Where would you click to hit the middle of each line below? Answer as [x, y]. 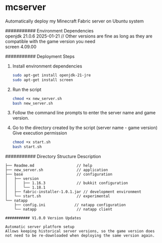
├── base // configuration [59, 174]
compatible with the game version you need [50, 41]
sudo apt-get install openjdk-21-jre [52, 75]
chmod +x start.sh [31, 142]
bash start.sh [27, 147]
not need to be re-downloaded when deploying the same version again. [80, 236]
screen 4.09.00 [21, 46]
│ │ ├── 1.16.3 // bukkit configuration [67, 183]
